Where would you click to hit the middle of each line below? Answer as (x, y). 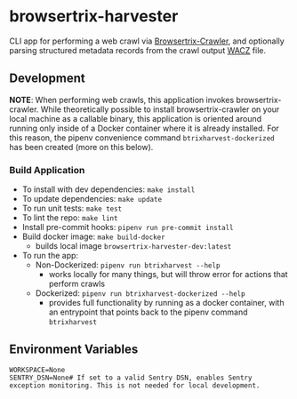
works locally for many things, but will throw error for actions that (168, 275)
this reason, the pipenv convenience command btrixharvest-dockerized (142, 137)
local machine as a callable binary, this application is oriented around (136, 118)
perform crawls (76, 284)
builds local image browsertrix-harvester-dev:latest (133, 246)
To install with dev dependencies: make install (108, 189)
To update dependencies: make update (92, 199)
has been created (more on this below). (81, 147)
